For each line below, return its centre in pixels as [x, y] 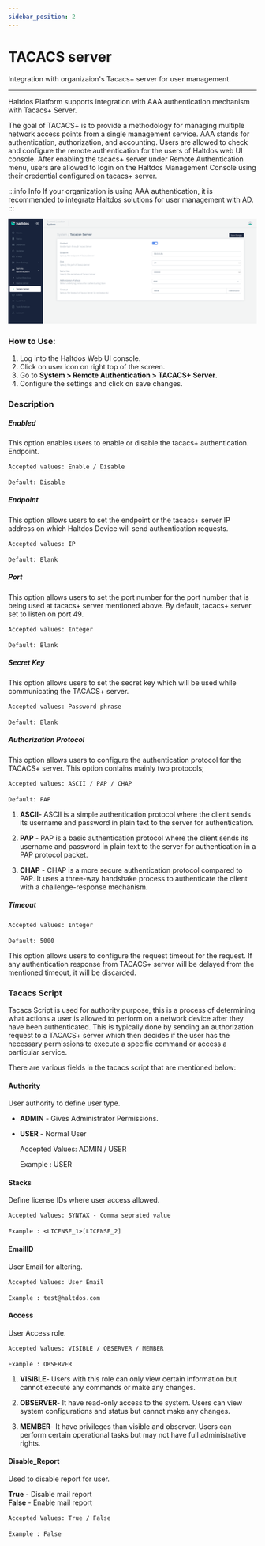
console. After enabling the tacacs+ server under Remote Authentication [126, 159]
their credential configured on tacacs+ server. [83, 176]
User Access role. [37, 1332]
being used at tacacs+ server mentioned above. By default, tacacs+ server [130, 605]
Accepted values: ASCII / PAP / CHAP [70, 783]
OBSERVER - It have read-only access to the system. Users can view [131, 1402]
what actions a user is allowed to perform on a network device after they [126, 1019]
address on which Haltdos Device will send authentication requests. [118, 528]
